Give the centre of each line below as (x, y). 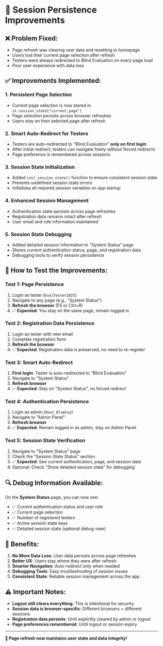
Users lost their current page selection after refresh (63, 55)
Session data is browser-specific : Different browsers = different (77, 609)
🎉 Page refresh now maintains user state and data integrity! (66, 638)
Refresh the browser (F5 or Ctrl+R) (48, 305)
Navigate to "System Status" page (46, 451)
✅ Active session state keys (40, 523)
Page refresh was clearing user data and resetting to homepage (76, 50)
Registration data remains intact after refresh (57, 216)
